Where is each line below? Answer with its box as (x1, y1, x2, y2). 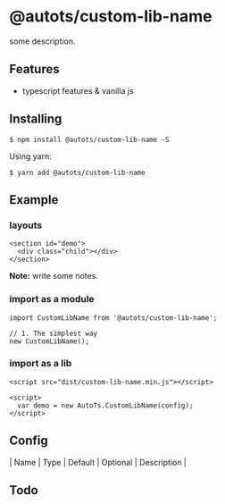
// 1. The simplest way (9, 329, 98, 338)
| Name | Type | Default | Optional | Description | (9, 457, 187, 467)
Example (9, 192, 59, 207)
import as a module (9, 293, 96, 306)
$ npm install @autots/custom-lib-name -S (9, 135, 170, 144)
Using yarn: (9, 150, 52, 162)
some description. (9, 36, 76, 46)
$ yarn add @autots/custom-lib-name (9, 168, 146, 177)
